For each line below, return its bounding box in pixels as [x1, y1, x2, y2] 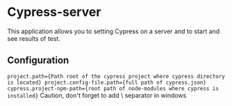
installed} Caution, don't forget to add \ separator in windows [7, 91, 187, 99]
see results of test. [7, 34, 61, 42]
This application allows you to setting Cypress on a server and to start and [7, 27, 220, 35]
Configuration [7, 55, 69, 67]
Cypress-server [7, 4, 101, 20]
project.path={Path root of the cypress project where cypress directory [7, 73, 226, 80]
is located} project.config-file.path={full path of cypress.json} [7, 79, 207, 86]
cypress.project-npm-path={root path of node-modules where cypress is [7, 85, 219, 92]
